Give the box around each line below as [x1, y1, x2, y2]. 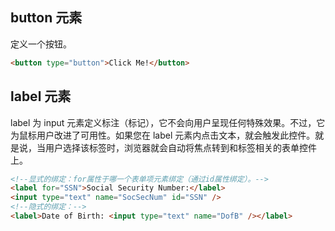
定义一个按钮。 [10, 38, 72, 50]
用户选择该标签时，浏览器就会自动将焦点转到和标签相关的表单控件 [44, 141, 317, 153]
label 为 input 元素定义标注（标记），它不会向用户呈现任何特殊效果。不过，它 [10, 116, 326, 128]
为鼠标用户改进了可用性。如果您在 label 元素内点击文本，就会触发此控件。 [10, 129, 316, 141]
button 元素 [10, 9, 83, 27]
